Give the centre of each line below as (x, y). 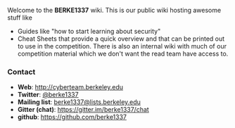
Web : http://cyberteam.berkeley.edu (70, 87)
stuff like (20, 18)
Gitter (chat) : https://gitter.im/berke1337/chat (83, 110)
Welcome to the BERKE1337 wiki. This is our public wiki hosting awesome (114, 10)
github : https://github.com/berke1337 (72, 117)
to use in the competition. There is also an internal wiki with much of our (122, 46)
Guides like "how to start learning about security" (89, 31)
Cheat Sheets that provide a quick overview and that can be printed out (121, 39)
